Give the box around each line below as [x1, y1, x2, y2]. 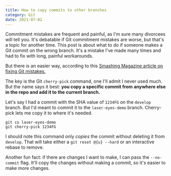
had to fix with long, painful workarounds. [5, 53, 93, 59]
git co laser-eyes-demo [5, 120, 56, 125]
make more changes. [5, 165, 50, 171]
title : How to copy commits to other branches [5, 7, 107, 13]
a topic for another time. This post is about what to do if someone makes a [5, 42, 163, 48]
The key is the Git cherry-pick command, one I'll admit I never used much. [5, 78, 163, 85]
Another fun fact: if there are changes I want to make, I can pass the [5, 154, 150, 161]
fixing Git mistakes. [5, 68, 46, 74]
